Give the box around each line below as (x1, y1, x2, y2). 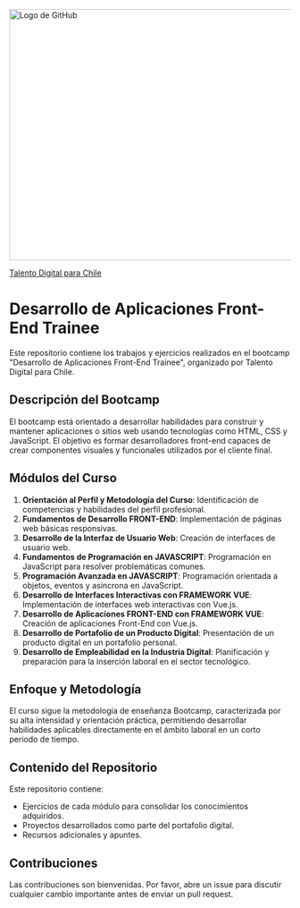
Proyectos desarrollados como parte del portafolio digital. (21, 820, 235, 831)
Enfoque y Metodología (9, 682, 142, 697)
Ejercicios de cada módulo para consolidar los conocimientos (21, 801, 248, 812)
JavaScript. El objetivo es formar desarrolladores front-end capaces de (9, 435, 271, 446)
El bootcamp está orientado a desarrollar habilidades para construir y (9, 416, 264, 427)
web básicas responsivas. (21, 522, 119, 533)
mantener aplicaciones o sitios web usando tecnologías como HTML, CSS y (9, 425, 287, 437)
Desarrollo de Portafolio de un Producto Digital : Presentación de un (21, 627, 275, 638)
